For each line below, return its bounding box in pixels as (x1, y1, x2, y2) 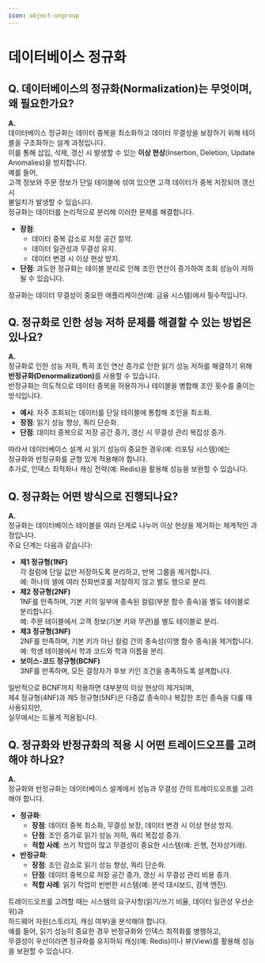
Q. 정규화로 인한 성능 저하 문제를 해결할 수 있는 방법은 (8, 316, 252, 329)
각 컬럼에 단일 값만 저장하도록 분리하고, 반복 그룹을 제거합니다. (19, 567, 212, 577)
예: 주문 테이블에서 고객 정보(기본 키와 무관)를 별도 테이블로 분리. (19, 617, 219, 626)
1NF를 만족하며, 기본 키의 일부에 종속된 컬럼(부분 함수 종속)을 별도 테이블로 (19, 597, 251, 607)
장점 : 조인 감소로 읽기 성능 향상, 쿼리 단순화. (31, 860, 167, 870)
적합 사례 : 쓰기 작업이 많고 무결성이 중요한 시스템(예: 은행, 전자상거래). (31, 840, 248, 850)
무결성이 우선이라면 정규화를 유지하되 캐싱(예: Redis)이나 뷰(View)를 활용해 (8, 936, 240, 946)
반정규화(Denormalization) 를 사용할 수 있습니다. (8, 371, 161, 381)
